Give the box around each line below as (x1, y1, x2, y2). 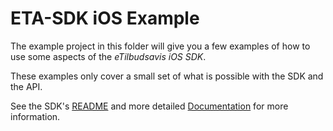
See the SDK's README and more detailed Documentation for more (10, 100, 289, 112)
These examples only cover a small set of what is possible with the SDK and (10, 70, 324, 82)
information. (10, 110, 61, 122)
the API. (10, 80, 43, 92)
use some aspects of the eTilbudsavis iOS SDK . (10, 50, 207, 62)
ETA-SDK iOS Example (10, 7, 200, 30)
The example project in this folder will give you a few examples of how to (10, 40, 311, 52)
